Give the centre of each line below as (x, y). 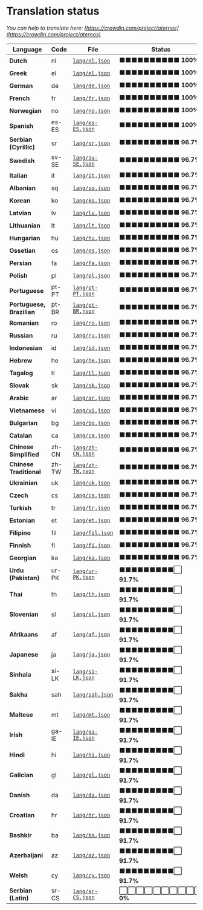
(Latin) (19, 898)
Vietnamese (27, 410)
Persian (21, 263)
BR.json (84, 311)
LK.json (84, 678)
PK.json (84, 577)
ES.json (84, 129)
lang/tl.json (92, 373)
